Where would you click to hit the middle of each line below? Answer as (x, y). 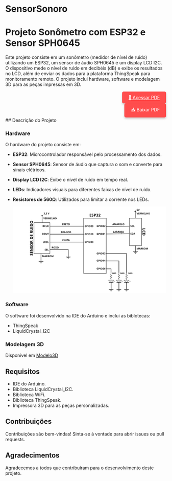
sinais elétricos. (29, 170)
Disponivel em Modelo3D (32, 355)
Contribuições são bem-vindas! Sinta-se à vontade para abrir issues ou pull (85, 434)
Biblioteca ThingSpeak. (37, 400)
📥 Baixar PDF (145, 110)
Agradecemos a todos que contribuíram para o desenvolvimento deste (80, 468)
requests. (15, 439)
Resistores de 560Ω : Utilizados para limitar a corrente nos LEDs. (81, 199)
